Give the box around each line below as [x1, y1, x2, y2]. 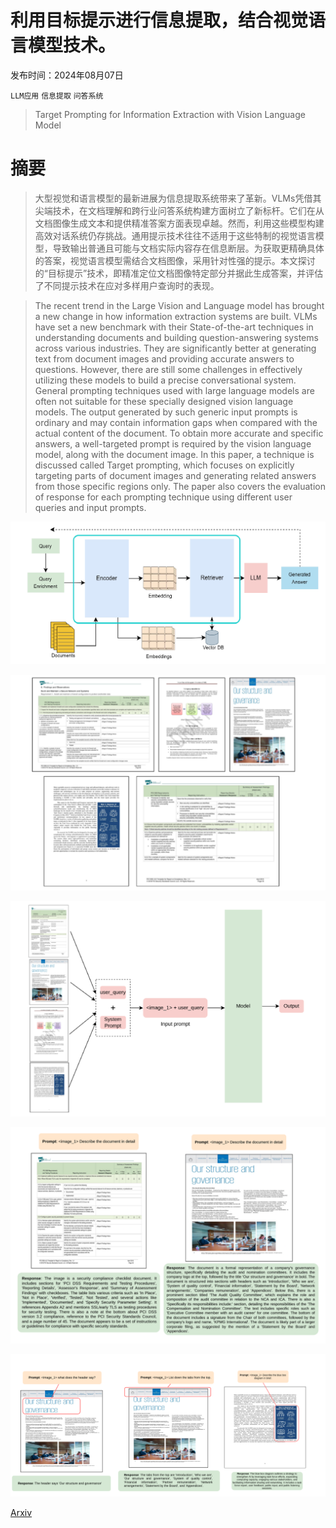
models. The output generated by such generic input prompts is [34, 406, 298, 418]
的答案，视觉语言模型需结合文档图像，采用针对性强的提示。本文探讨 [34, 254, 316, 266]
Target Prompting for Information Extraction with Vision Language [34, 108, 306, 120]
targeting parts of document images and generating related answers [34, 469, 317, 481]
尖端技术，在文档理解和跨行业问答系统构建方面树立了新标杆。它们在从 [34, 204, 325, 216]
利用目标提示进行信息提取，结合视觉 [10, 9, 309, 32]
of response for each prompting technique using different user [34, 491, 293, 503]
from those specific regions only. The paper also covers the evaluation [34, 480, 326, 492]
